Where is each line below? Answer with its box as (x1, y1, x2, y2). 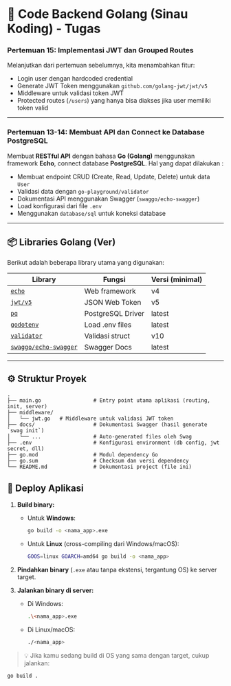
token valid (16, 103, 49, 112)
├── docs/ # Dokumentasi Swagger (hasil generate (7, 421, 208, 428)
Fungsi (102, 274, 126, 284)
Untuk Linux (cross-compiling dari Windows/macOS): (27, 540, 179, 548)
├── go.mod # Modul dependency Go (7, 452, 158, 458)
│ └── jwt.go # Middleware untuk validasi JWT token (7, 415, 174, 423)
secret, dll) (7, 445, 45, 452)
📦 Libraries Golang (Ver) (7, 236, 116, 248)
